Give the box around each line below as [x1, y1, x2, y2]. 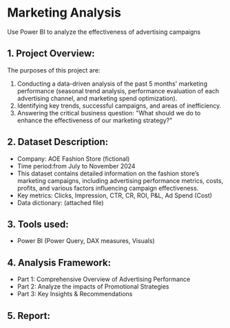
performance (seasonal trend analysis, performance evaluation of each [17, 86, 220, 95]
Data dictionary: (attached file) [17, 198, 105, 206]
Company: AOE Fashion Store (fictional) [17, 154, 130, 163]
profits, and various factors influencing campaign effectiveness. [17, 184, 199, 192]
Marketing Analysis [7, 5, 122, 21]
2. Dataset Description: [7, 136, 109, 148]
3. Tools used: [7, 218, 69, 230]
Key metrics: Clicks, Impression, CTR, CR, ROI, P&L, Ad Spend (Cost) [17, 191, 212, 200]
